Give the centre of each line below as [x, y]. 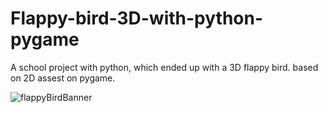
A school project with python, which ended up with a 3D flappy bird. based [164, 67]
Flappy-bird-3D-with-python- [137, 18]
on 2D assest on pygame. [63, 78]
